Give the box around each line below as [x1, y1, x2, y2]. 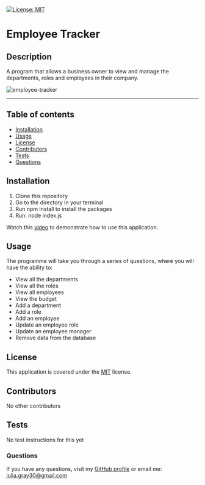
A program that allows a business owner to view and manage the [6, 68, 170, 75]
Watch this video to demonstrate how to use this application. [6, 223, 159, 231]
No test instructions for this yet [6, 436, 84, 443]
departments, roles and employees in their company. [6, 74, 139, 81]
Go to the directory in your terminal [15, 199, 104, 206]
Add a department [15, 302, 61, 309]
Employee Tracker [6, 28, 101, 41]
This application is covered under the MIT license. [6, 368, 132, 376]
